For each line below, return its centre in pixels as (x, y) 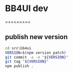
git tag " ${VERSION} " (27, 62)
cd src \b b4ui (18, 48)
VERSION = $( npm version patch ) (36, 53)
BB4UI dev (27, 8)
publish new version (36, 37)
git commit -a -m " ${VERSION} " (37, 57)
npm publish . (19, 66)
